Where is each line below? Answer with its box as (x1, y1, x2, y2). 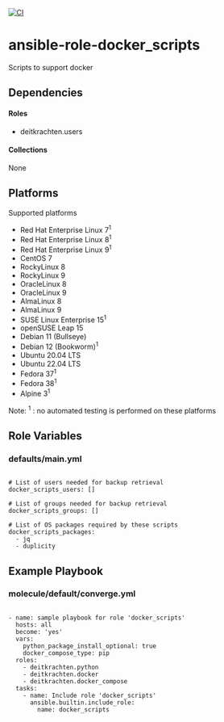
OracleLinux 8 (19, 279, 67, 288)
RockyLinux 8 (19, 262, 66, 271)
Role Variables (8, 429, 82, 443)
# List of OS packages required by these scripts (8, 521, 179, 529)
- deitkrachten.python (23, 663, 99, 671)
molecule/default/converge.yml (8, 588, 136, 599)
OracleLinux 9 (19, 288, 67, 297)
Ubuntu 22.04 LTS (19, 359, 81, 368)
